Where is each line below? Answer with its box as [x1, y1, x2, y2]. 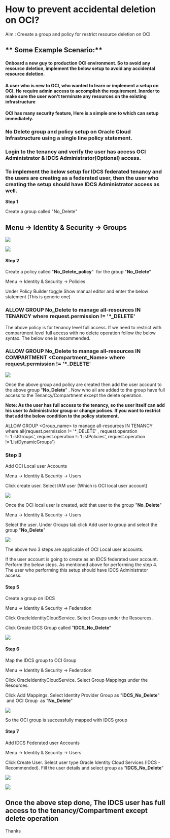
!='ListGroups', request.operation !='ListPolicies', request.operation [5, 433, 146, 439]
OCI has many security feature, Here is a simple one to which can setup [5, 110, 159, 116]
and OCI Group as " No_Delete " [6, 697, 73, 704]
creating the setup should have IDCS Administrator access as [5, 181, 160, 188]
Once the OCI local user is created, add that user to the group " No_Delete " [5, 502, 162, 508]
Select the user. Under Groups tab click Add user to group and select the [5, 521, 158, 528]
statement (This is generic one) [5, 294, 71, 300]
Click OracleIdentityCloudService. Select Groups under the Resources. [5, 615, 153, 621]
